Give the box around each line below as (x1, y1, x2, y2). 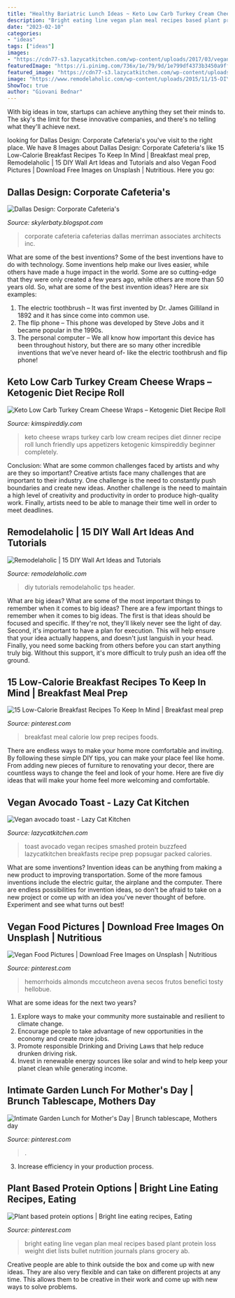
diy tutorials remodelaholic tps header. (24, 583, 135, 591)
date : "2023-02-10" (7, 23, 64, 30)
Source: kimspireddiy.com (7, 419, 83, 427)
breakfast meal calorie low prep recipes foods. (24, 733, 159, 741)
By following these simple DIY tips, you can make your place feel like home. (7, 754, 225, 762)
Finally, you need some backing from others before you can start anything (7, 641, 221, 649)
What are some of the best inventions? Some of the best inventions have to (7, 253, 224, 261)
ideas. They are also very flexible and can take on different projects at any (7, 1267, 221, 1276)
